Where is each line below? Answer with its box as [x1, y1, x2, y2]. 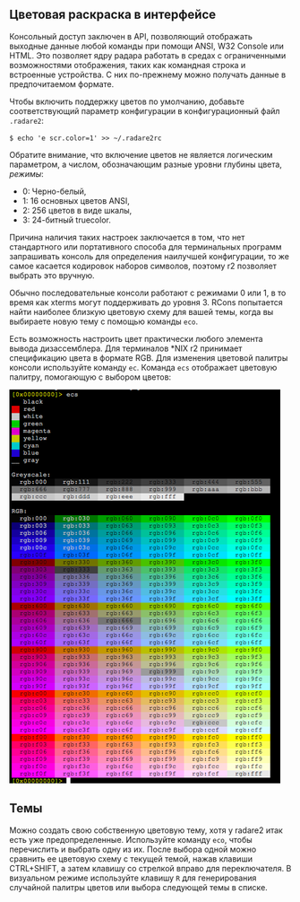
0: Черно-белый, [21, 186, 87, 197]
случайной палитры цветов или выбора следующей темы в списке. [9, 881, 269, 892]
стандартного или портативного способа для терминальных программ [9, 241, 282, 252]
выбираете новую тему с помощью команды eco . [9, 316, 199, 327]
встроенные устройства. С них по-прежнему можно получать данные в [9, 69, 287, 80]
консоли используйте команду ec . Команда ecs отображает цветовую [9, 362, 278, 372]
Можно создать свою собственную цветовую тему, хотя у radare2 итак [9, 825, 284, 836]
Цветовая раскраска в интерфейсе [9, 7, 217, 22]
